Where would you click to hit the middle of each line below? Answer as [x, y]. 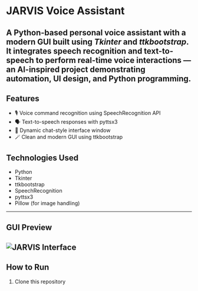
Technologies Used [42, 158]
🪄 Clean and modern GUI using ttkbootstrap [69, 137]
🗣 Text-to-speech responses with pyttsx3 [66, 122]
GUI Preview [29, 227]
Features [23, 98]
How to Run [28, 267]
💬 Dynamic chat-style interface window [62, 130]
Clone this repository [40, 282]
